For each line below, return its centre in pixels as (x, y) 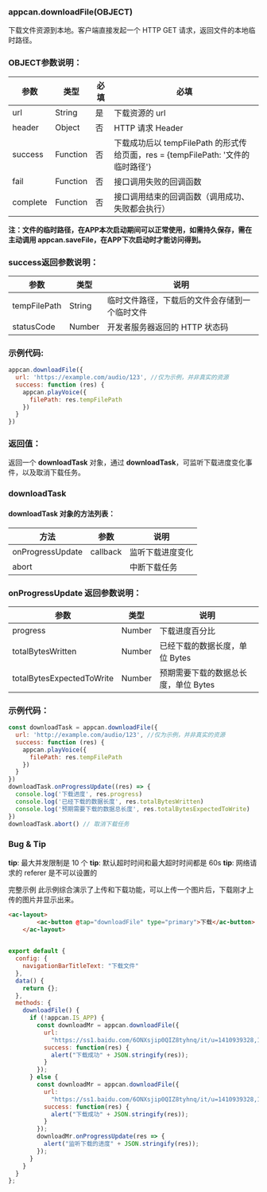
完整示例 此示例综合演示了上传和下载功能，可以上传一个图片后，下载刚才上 (131, 889)
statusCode (34, 327)
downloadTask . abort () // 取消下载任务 (69, 824)
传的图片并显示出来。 (43, 900)
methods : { (33, 1003)
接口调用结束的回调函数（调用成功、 (182, 196)
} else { (44, 1077)
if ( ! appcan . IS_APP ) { (67, 1018)
